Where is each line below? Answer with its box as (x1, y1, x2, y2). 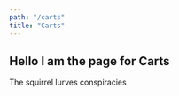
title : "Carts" (9, 21, 66, 30)
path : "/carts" (9, 12, 66, 22)
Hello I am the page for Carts (9, 54, 170, 69)
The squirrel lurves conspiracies (9, 77, 127, 88)
